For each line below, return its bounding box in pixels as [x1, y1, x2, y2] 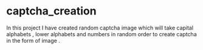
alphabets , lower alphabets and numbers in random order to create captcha [6, 30, 198, 37]
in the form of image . [6, 37, 61, 44]
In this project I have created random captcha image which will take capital [6, 24, 193, 31]
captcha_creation [6, 4, 97, 18]
